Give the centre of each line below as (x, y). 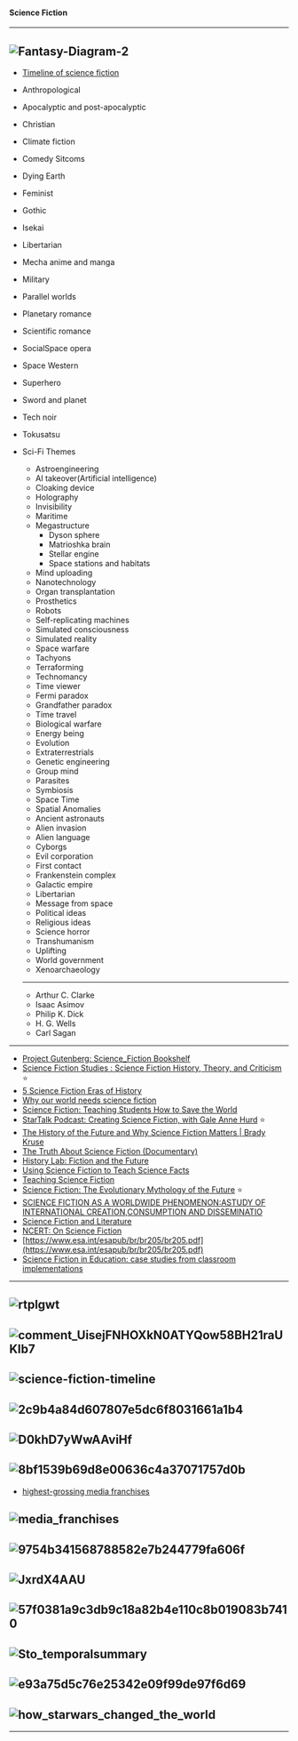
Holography (57, 497)
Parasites (52, 781)
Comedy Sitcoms (54, 159)
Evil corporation (64, 856)
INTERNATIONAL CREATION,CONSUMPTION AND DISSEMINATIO (142, 1212)
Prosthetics (56, 601)
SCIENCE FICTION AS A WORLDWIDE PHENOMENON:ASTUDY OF (144, 1203)
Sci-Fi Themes (49, 452)
